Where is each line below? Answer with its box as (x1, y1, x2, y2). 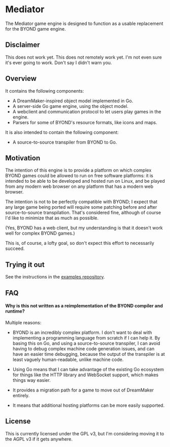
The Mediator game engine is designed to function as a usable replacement (5, 20, 163, 26)
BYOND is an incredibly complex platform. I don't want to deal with (12, 329, 152, 336)
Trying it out (5, 260, 45, 269)
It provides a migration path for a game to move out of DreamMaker (12, 387, 154, 393)
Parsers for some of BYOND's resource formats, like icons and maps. (12, 119, 157, 125)
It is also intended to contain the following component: (5, 129, 119, 135)
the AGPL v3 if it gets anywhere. (5, 436, 73, 442)
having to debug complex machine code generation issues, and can (12, 345, 155, 352)
